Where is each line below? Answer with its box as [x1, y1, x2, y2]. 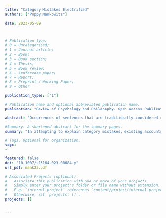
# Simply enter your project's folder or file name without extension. [5, 183, 161, 188]
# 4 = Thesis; [5, 61, 35, 66]
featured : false [5, 156, 39, 161]
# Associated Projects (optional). [5, 174, 79, 179]
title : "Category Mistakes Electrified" [5, 7, 90, 12]
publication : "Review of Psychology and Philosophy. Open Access [5, 107, 142, 111]
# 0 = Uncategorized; [5, 43, 50, 48]
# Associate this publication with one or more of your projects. [5, 179, 149, 183]
